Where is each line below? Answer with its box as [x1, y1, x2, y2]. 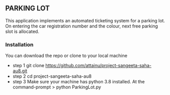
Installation [5, 41, 34, 48]
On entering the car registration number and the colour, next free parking [5, 23, 158, 29]
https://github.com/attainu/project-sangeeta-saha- [45, 62, 152, 69]
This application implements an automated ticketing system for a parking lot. [5, 17, 165, 23]
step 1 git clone [12, 62, 45, 69]
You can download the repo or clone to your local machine [5, 53, 128, 59]
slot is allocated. [5, 28, 40, 35]
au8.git [12, 68, 27, 74]
